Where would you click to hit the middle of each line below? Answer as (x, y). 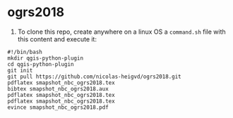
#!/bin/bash (25, 52)
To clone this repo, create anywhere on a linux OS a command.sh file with (121, 32)
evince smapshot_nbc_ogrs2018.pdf (58, 107)
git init (20, 70)
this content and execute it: (57, 39)
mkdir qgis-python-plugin (45, 58)
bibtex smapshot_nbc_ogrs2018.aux (58, 88)
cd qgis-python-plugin (41, 64)
